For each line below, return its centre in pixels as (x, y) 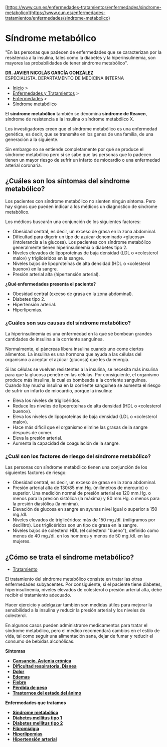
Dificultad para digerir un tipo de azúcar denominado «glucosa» (78, 237)
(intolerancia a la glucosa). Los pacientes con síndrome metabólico (82, 242)
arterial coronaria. (24, 165)
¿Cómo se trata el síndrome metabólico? (70, 557)
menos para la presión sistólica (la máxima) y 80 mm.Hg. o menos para (86, 499)
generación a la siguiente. (32, 139)
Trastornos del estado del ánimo (47, 693)
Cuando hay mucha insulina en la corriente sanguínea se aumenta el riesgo (83, 385)
